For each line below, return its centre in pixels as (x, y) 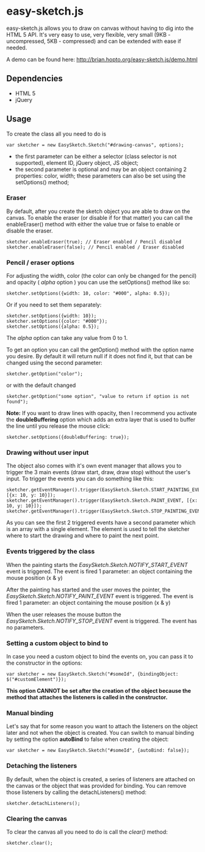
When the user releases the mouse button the (64, 614)
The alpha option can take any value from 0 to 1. (67, 338)
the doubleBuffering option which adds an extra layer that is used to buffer (101, 420)
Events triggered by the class (51, 552)
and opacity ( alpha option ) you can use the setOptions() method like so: (98, 283)
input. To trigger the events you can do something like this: (80, 479)
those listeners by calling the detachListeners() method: (76, 792)
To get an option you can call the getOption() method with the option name (100, 350)
